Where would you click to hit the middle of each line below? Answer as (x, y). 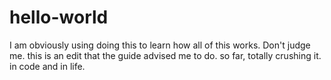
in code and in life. (47, 66)
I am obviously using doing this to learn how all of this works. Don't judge (160, 45)
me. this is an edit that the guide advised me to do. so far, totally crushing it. (165, 55)
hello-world (59, 17)
